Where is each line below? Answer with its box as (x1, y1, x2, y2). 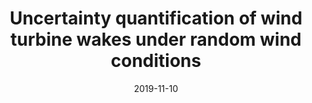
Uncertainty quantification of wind (9, 7, 303, 30)
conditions (110, 50, 202, 72)
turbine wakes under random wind (10, 28, 302, 51)
